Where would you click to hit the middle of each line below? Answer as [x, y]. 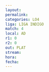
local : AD [16, 33]
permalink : [17, 15]
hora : [11, 57]
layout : [13, 10]
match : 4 [14, 29]
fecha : [12, 62]
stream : [13, 52]
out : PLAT [16, 48]
